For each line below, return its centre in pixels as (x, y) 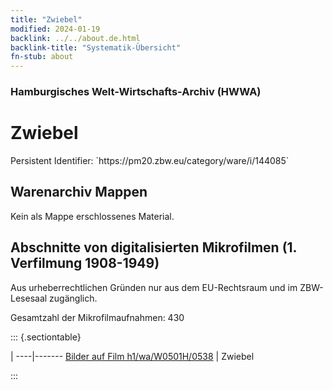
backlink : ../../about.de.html (75, 38)
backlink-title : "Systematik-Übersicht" (96, 47)
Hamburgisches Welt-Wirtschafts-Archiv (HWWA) (136, 92)
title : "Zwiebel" (46, 19)
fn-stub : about (42, 57)
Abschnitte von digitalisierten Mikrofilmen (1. (153, 247)
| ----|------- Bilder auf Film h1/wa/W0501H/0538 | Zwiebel (132, 356)
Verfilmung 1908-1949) (85, 263)
